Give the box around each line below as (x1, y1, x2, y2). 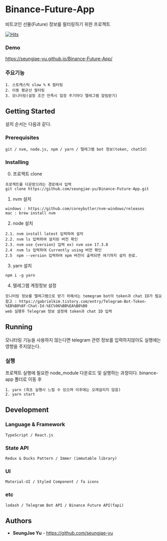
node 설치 (12, 220, 33, 226)
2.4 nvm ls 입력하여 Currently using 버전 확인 (5, 248, 102, 253)
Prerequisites (5, 134, 39, 141)
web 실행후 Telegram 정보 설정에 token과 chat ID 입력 (5, 309, 113, 314)
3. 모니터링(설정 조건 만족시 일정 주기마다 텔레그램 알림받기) (5, 93, 118, 98)
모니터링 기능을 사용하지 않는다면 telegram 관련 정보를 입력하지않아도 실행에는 (5, 337, 161, 343)
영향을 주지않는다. (5, 343, 41, 349)
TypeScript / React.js (5, 432, 53, 437)
